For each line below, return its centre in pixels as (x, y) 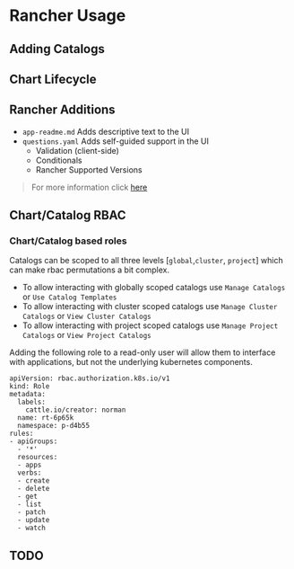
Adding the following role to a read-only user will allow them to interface (143, 352)
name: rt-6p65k (46, 418)
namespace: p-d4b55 (54, 426)
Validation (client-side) (77, 150)
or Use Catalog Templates (69, 297)
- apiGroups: (34, 441)
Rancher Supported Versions (89, 169)
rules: (22, 434)
